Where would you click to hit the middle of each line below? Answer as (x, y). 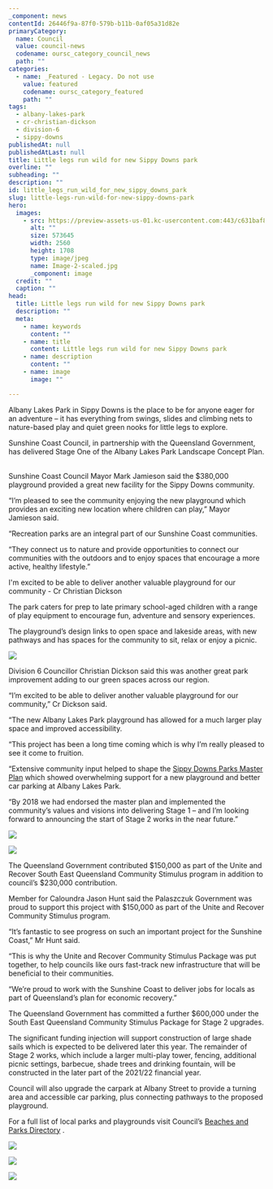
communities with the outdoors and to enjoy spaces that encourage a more (134, 558)
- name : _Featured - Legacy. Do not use (85, 77)
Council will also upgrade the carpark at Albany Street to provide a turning (133, 1088)
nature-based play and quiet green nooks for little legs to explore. (118, 427)
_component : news (38, 16)
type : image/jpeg (59, 258)
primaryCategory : (38, 31)
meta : (25, 318)
